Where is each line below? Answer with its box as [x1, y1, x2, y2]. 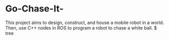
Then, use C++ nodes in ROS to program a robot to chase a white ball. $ [5, 24, 157, 30]
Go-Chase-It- [5, 3, 64, 14]
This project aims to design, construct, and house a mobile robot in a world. [5, 19, 164, 25]
